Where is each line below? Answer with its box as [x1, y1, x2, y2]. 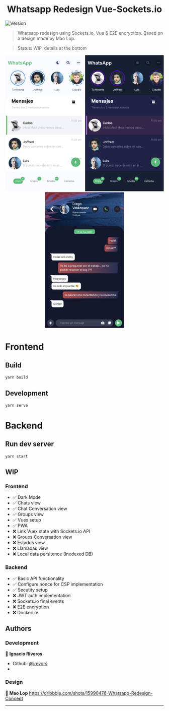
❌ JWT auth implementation [12, 592, 71, 598]
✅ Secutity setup [12, 587, 48, 593]
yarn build [5, 375, 28, 380]
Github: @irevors [12, 661, 48, 667]
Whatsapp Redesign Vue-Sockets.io [7, 4, 162, 15]
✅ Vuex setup [12, 517, 41, 523]
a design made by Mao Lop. [17, 35, 75, 41]
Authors [5, 624, 32, 633]
